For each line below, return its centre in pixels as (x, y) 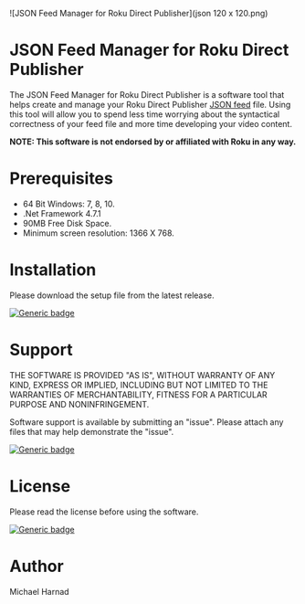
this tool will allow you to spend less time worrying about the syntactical (145, 114)
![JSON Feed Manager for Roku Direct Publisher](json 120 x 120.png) (139, 13)
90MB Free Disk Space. (67, 223)
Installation (53, 270)
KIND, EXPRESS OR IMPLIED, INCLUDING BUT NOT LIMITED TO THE (139, 385)
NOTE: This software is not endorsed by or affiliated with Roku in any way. (153, 142)
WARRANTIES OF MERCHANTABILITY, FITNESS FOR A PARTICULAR (138, 394)
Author (37, 566)
